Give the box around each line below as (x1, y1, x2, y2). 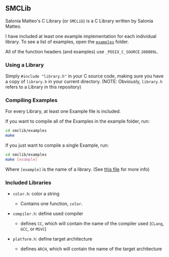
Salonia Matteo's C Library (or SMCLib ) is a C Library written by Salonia (5, 17, 154, 24)
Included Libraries (5, 179, 52, 186)
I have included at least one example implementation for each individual (5, 33, 157, 39)
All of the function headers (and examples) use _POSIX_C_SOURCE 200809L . (5, 48, 159, 54)
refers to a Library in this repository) (5, 84, 82, 90)
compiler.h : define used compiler (12, 210, 83, 217)
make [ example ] (5, 157, 38, 162)
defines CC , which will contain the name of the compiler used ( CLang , (20, 221, 164, 227)
